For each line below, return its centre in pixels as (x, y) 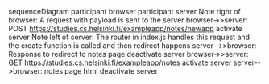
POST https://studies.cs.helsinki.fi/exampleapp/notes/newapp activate (126, 28)
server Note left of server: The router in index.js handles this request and (129, 37)
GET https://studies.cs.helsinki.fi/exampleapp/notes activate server (120, 62)
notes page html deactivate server (101, 71)
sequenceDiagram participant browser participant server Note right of (125, 12)
